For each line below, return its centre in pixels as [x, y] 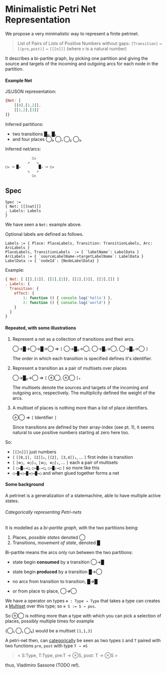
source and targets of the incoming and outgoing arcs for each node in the [82, 63]
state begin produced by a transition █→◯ [57, 572]
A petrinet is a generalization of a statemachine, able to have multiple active [83, 495]
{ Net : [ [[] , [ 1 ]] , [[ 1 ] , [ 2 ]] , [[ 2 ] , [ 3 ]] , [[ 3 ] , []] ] [62, 279]
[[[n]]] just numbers [34, 452]
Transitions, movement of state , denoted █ [56, 543]
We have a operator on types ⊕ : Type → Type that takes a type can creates [83, 601]
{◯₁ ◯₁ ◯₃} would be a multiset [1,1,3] [49, 631]
